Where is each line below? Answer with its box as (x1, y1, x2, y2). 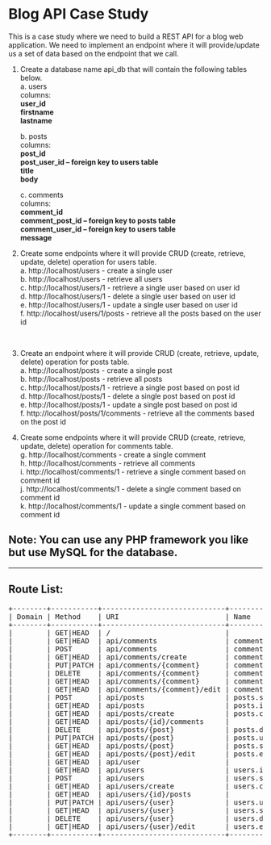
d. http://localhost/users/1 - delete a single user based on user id (19, 291, 236, 301)
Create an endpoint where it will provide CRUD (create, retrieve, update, (19, 348, 260, 358)
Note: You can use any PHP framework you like (8, 533, 248, 547)
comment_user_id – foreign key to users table (19, 224, 176, 234)
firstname (19, 107, 54, 117)
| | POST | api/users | (8, 773, 230, 783)
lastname (19, 115, 52, 125)
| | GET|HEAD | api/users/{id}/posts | (8, 789, 230, 799)
